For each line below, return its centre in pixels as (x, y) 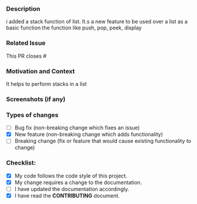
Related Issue (26, 43)
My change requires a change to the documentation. (78, 182)
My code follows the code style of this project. (71, 176)
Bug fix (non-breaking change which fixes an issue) (77, 128)
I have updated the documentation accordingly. (72, 189)
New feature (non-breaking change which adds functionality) (89, 135)
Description (23, 9)
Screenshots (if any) (36, 99)
